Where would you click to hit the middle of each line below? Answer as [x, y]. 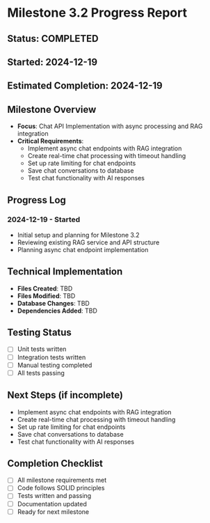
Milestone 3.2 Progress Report [97, 13]
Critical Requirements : [50, 141]
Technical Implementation [65, 272]
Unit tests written [42, 349]
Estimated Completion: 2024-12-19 [85, 86]
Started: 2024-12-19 [52, 62]
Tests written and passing [54, 496]
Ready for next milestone [53, 512]
